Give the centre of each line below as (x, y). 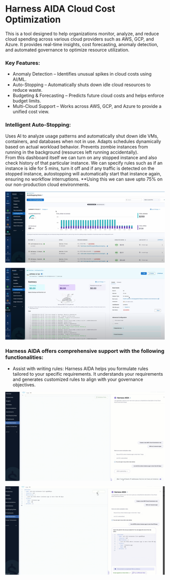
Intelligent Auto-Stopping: (38, 125)
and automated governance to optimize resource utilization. (67, 50)
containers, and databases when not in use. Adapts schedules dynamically (83, 141)
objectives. (24, 385)
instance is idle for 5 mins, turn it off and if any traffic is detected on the (80, 168)
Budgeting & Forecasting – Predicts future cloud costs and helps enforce (88, 96)
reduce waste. (28, 90)
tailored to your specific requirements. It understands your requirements (88, 374)
